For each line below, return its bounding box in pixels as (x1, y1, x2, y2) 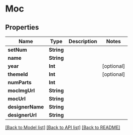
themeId (8, 71, 29, 78)
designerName (8, 103, 44, 110)
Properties (5, 23, 39, 32)
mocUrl (8, 95, 26, 102)
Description (68, 38, 97, 45)
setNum (8, 46, 28, 53)
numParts (8, 79, 32, 86)
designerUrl (8, 111, 37, 118)
